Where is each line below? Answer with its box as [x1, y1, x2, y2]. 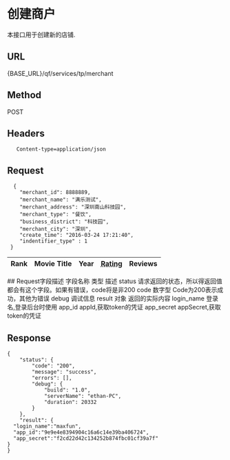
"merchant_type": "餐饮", [19, 211, 92, 218]
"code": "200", [32, 363, 76, 370]
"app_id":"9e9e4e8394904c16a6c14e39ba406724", [13, 429, 149, 436]
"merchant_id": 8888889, [19, 189, 91, 196]
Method [7, 89, 42, 101]
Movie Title [34, 259, 72, 269]
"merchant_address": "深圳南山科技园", [19, 204, 127, 211]
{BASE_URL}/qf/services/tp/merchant [7, 69, 114, 77]
